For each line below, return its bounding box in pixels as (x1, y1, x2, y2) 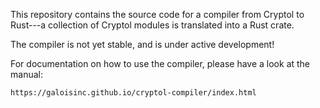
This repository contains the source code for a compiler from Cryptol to (10, 9, 305, 20)
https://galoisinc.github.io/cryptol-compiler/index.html (10, 88, 257, 98)
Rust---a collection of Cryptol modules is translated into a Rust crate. (10, 19, 295, 31)
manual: (10, 69, 43, 80)
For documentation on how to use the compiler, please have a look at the (10, 58, 311, 69)
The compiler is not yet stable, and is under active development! (10, 39, 275, 50)
